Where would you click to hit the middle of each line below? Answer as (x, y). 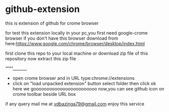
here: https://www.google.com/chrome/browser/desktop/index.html (75, 43)
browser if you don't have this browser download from (62, 38)
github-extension (42, 9)
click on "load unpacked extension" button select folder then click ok (84, 83)
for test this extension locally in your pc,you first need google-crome (76, 33)
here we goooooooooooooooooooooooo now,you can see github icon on (88, 88)
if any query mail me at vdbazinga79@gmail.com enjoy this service (75, 103)
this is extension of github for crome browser (52, 23)
